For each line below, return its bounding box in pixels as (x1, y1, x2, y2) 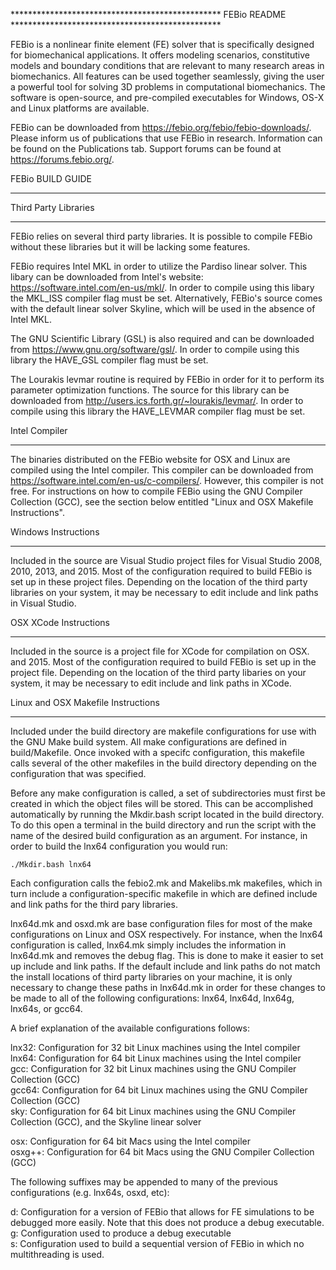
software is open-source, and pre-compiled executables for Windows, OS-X (10, 92, 325, 103)
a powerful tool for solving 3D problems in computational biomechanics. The (10, 81, 326, 93)
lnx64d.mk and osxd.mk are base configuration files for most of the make (10, 918, 313, 929)
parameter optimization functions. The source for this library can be (10, 384, 290, 396)
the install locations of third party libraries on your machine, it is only (10, 971, 293, 983)
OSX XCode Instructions (10, 617, 110, 628)
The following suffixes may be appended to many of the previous (10, 1176, 278, 1188)
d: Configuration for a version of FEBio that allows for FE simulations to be (10, 1206, 315, 1218)
